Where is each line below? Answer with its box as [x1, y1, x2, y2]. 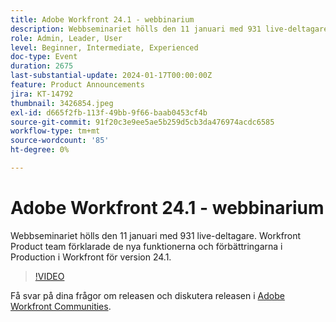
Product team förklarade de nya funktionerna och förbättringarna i [10, 240, 283, 252]
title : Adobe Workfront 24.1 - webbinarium [10, 14, 195, 25]
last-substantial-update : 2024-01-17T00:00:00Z [10, 71, 213, 81]
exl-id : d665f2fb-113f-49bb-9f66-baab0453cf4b [10, 107, 208, 118]
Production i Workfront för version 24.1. [10, 251, 172, 263]
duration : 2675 [10, 61, 74, 71]
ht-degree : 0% [10, 145, 70, 155]
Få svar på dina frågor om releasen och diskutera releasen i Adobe [10, 289, 285, 301]
